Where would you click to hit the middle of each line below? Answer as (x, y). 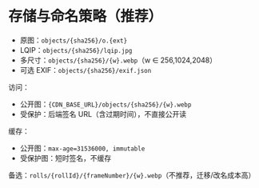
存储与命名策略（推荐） (86, 16)
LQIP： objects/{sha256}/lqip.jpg (76, 50)
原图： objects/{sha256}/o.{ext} (74, 40)
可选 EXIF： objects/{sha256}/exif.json (86, 70)
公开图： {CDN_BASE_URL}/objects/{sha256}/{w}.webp (106, 104)
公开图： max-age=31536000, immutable (82, 148)
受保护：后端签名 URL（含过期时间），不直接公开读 (103, 114)
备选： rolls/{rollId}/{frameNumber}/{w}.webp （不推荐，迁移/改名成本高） (132, 175)
